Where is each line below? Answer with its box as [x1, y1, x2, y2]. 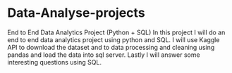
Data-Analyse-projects [7, 5, 146, 21]
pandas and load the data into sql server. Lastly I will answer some [7, 51, 200, 59]
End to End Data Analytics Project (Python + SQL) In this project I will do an [7, 28, 226, 36]
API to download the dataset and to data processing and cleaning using [7, 43, 215, 51]
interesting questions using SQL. [7, 58, 102, 66]
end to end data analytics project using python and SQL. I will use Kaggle [7, 35, 220, 44]
